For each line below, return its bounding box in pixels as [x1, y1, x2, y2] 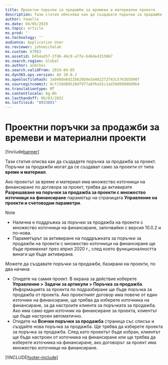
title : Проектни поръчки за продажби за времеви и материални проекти [5, 7, 155, 12]
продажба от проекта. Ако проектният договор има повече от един [12, 292, 157, 298]
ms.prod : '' [5, 30, 30, 35]
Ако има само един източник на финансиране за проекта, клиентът [12, 308, 157, 314]
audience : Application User [5, 40, 64, 45]
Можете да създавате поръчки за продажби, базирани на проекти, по [5, 261, 156, 267]
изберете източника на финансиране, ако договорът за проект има [12, 340, 156, 346]
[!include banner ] [5, 149, 39, 155]
